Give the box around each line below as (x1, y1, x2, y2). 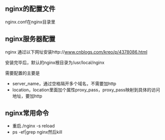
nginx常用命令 (5, 109, 49, 118)
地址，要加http (12, 93, 42, 99)
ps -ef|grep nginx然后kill (12, 129, 63, 135)
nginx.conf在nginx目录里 (5, 19, 56, 25)
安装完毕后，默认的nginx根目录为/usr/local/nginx (5, 59, 105, 66)
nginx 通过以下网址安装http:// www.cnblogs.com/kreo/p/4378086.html (5, 49, 148, 55)
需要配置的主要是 (5, 70, 40, 76)
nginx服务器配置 (5, 35, 56, 43)
